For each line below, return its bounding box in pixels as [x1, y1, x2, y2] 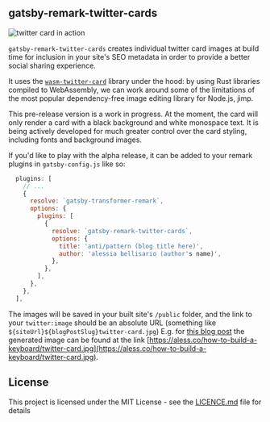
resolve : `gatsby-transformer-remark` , [29, 197, 164, 205]
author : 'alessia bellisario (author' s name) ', [59, 249, 222, 257]
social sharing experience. [8, 61, 97, 70]
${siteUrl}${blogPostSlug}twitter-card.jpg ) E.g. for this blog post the [8, 326, 245, 336]
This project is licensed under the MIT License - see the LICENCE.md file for [8, 397, 262, 407]
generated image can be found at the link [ [8, 335, 150, 345]
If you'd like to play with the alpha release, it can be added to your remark [8, 150, 253, 160]
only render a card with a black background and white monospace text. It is [8, 117, 260, 127]
